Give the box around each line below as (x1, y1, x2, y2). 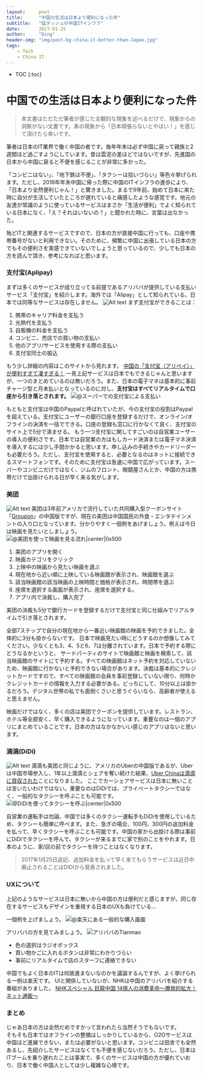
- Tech (17, 48, 34, 55)
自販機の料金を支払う (14, 327, 68, 334)
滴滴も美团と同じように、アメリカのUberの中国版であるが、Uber (31, 762, 193, 769)
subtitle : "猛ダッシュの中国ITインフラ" (6, 20, 104, 26)
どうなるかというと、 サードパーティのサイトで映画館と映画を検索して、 (6, 649, 187, 657)
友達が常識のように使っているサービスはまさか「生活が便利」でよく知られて (6, 201, 196, 208)
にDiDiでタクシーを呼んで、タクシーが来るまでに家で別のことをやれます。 (6, 835, 190, 843)
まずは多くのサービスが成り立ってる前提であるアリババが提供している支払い (6, 283, 196, 291)
